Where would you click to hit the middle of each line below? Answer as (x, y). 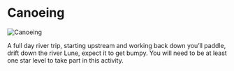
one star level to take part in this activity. (65, 60)
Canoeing (36, 13)
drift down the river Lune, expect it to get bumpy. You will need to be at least (117, 53)
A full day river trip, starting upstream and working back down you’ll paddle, (117, 45)
